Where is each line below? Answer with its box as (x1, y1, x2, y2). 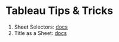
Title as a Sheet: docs (14, 29, 67, 36)
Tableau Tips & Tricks (5, 4, 113, 17)
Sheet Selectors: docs (14, 23, 68, 30)
